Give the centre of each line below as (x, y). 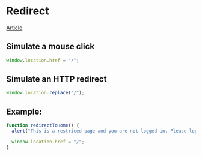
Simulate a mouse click (50, 46)
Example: (24, 111)
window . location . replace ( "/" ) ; (45, 93)
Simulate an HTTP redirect (57, 79)
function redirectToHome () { (43, 125)
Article (14, 28)
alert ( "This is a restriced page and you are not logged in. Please (99, 131)
